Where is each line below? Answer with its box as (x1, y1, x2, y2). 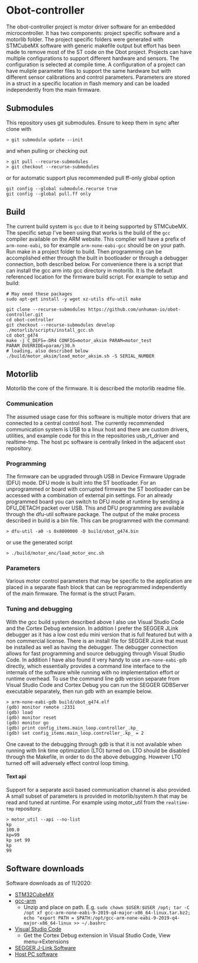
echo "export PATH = (23, 915, 74, 921)
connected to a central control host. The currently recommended (6, 419, 164, 427)
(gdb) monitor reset (6, 715, 57, 721)
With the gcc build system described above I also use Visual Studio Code (6, 618, 184, 625)
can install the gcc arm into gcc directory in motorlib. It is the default (6, 267, 173, 274)
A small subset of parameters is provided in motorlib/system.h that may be (6, 792, 188, 799)
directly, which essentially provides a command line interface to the (6, 662, 170, 670)
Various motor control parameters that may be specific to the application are (6, 577, 192, 584)
